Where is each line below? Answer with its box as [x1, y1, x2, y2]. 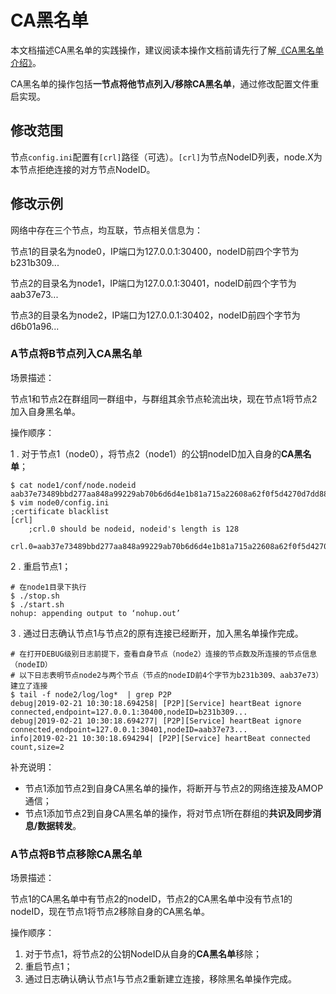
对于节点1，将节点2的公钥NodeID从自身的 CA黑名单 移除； [24, 948, 263, 960]
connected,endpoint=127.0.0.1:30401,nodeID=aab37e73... [10, 724, 248, 735]
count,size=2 [10, 742, 65, 752]
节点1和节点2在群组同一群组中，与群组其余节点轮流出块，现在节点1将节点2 [10, 392, 318, 405]
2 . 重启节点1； [10, 560, 72, 572]
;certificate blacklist [10, 506, 110, 516]
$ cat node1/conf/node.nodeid [10, 480, 137, 490]
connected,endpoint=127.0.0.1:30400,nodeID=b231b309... [10, 707, 248, 717]
